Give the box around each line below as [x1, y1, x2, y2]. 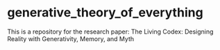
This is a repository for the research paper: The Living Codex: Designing [7, 27, 214, 36]
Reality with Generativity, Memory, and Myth [7, 34, 134, 42]
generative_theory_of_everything [7, 5, 203, 21]
